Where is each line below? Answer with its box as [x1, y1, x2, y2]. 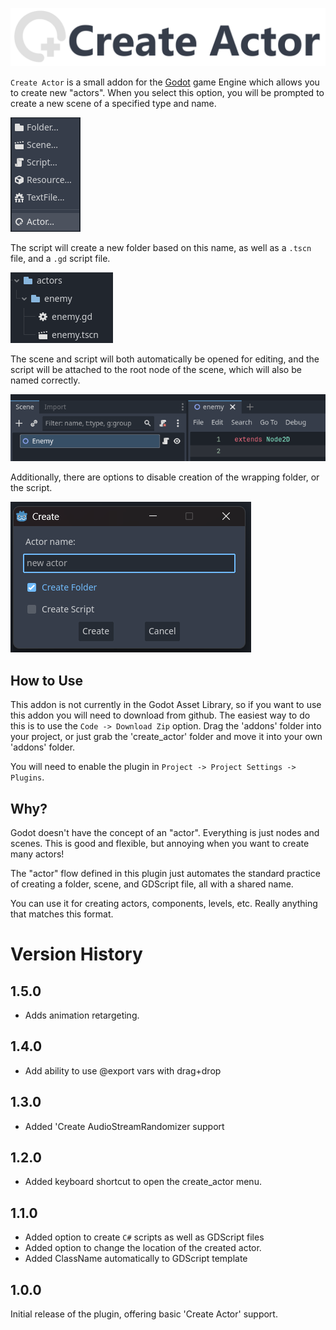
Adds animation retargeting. [24, 1009, 140, 1022]
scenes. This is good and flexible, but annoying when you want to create [10, 838, 310, 850]
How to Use [10, 672, 84, 689]
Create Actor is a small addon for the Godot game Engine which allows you [10, 76, 320, 88]
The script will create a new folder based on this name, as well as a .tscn [10, 241, 312, 253]
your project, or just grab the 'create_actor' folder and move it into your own [10, 731, 323, 743]
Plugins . [10, 771, 45, 783]
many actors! [10, 848, 65, 860]
